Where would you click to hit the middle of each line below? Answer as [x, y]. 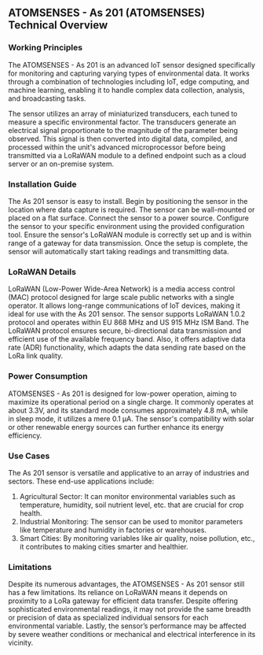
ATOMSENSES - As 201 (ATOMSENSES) [107, 13]
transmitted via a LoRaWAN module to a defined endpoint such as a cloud [127, 155]
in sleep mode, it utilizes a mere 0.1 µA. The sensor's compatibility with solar [131, 418]
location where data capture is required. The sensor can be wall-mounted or [131, 209]
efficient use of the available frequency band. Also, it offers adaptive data [127, 339]
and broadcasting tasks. [47, 98]
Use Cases [29, 456]
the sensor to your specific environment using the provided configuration [126, 226]
